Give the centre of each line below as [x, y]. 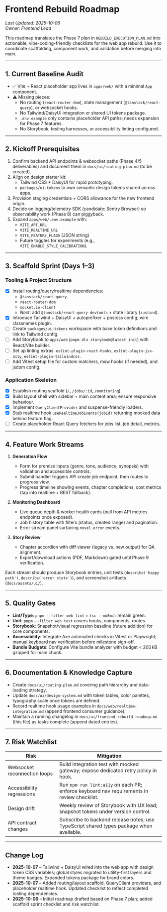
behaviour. [23, 402]
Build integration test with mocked [99, 764]
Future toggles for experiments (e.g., [57, 240]
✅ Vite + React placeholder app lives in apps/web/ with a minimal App [82, 86]
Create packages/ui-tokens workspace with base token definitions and [84, 329]
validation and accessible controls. [55, 471]
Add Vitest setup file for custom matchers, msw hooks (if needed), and [85, 361]
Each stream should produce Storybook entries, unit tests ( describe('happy [82, 572]
